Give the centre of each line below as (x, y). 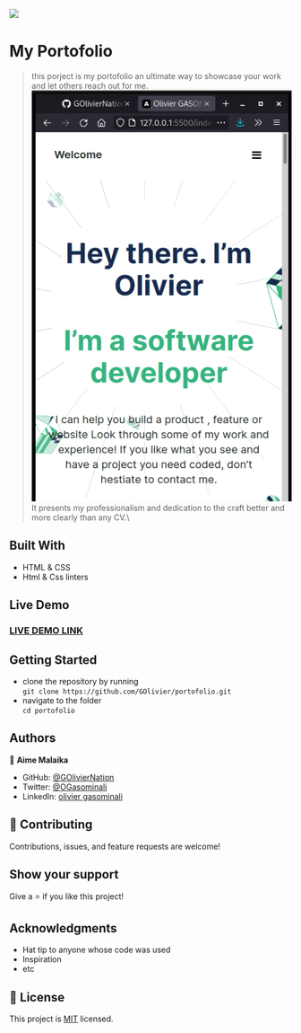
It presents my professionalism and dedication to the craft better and (158, 508)
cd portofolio (48, 711)
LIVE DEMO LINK (46, 631)
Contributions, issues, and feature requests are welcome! (115, 846)
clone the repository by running (80, 681)
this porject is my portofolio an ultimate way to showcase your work (156, 75)
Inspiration (42, 959)
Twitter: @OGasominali (64, 787)
